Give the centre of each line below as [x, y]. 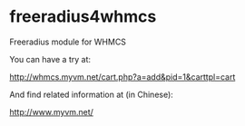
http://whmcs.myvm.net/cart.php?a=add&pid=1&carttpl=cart [122, 77]
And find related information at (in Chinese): [92, 94]
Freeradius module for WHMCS [68, 42]
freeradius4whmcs [83, 17]
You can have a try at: [50, 59]
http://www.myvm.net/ [51, 111]
